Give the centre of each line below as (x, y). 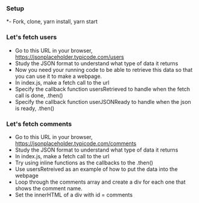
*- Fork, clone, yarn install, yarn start (52, 22)
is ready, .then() (35, 108)
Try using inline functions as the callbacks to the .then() (84, 163)
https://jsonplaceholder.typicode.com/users (70, 57)
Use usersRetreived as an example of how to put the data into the (96, 169)
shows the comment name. (49, 188)
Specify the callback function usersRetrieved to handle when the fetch (103, 89)
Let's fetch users (32, 37)
